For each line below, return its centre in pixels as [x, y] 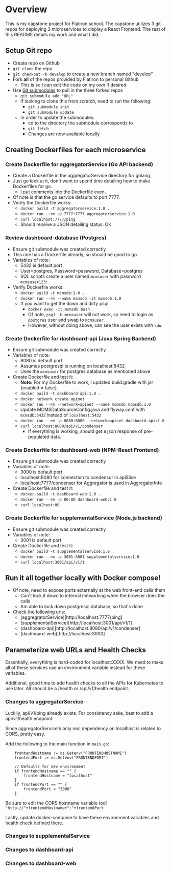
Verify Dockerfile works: [38, 287]
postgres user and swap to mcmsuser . [66, 320]
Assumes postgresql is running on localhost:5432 [72, 366]
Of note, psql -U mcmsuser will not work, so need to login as [91, 314]
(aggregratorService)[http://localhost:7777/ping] [71, 617]
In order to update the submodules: [57, 117]
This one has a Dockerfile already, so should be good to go [75, 254]
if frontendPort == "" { [41, 784]
